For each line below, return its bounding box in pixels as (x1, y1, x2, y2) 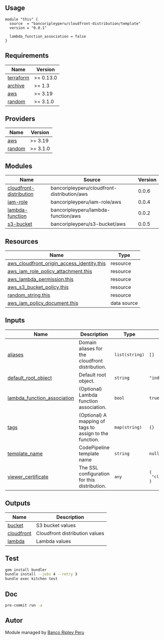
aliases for (79, 345, 103, 352)
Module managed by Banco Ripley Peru (5, 629, 84, 635)
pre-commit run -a (5, 603, 42, 608)
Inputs (5, 316, 25, 324)
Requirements (5, 51, 49, 60)
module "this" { (5, 17, 38, 21)
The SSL (79, 464, 99, 471)
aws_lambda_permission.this (7, 276, 74, 283)
